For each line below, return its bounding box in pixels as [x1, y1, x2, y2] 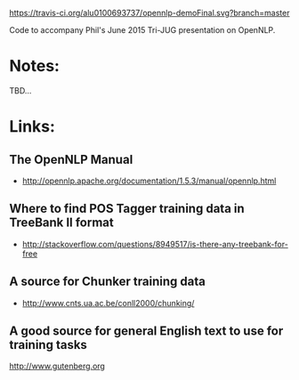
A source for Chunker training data [9, 274, 206, 289]
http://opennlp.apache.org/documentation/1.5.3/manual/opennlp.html [21, 175, 277, 186]
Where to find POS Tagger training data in [9, 201, 245, 216]
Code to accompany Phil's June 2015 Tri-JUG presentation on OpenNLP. [9, 25, 276, 35]
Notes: [9, 56, 61, 77]
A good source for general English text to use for [9, 323, 284, 338]
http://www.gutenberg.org [9, 360, 105, 372]
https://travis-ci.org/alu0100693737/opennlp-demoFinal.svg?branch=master [9, 8, 290, 18]
